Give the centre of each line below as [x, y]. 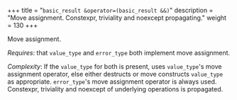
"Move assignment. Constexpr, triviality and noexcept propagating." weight [117, 18]
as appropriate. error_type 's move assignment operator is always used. [112, 82]
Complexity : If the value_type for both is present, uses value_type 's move [115, 66]
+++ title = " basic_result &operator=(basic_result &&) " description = [110, 10]
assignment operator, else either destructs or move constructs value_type [115, 74]
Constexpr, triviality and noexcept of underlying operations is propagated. [115, 89]
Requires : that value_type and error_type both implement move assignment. [119, 53]
